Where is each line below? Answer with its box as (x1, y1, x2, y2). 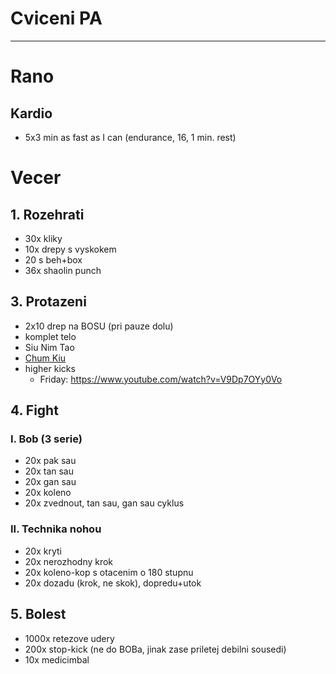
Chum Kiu (24, 352, 67, 364)
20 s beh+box (24, 253, 83, 266)
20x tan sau (24, 465, 74, 477)
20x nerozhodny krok (24, 555, 114, 567)
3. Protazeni (10, 293, 87, 311)
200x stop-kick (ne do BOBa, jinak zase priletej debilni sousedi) (24, 643, 287, 655)
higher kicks (24, 362, 76, 374)
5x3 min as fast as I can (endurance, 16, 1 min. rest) (24, 131, 237, 143)
